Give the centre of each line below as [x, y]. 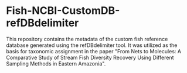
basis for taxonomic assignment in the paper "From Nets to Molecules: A [94, 51]
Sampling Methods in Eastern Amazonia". [56, 63]
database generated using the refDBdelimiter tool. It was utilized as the [92, 45]
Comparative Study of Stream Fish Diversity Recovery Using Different [90, 57]
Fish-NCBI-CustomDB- [63, 11]
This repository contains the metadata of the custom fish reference [87, 39]
